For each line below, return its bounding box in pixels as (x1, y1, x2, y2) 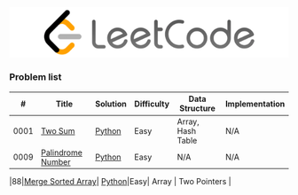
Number (41, 156, 71, 167)
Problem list (9, 71, 62, 83)
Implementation (224, 98, 286, 109)
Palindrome (41, 147, 82, 158)
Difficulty (134, 98, 170, 109)
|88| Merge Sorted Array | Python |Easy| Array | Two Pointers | (9, 176, 232, 187)
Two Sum (41, 125, 75, 136)
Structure (179, 103, 216, 113)
